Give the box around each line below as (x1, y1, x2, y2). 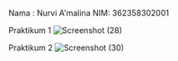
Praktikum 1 (8, 25, 51, 35)
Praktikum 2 (8, 42, 53, 53)
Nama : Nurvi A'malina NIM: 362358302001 (8, 8, 170, 18)
